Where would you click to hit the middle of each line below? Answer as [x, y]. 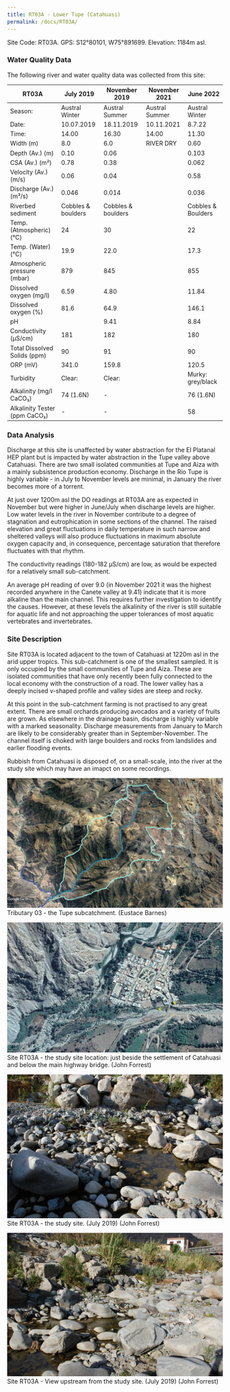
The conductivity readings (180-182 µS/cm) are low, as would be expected [112, 564]
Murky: [197, 374]
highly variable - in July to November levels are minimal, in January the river [114, 479]
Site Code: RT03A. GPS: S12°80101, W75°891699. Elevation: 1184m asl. [107, 42]
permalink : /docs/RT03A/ [42, 22]
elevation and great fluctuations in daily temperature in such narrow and [108, 529]
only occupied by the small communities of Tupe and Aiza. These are [104, 669]
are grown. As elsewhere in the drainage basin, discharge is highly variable [113, 719]
